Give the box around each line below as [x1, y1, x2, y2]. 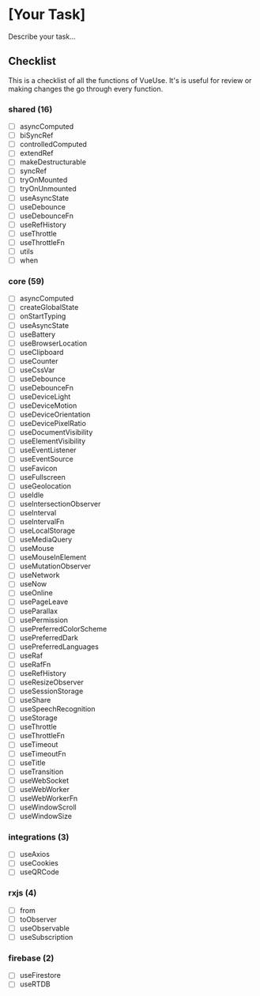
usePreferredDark [19, 632, 79, 642]
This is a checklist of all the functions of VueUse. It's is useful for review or [8, 75, 252, 85]
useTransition [19, 767, 64, 776]
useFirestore [19, 971, 61, 980]
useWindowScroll [19, 802, 77, 812]
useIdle [19, 490, 44, 500]
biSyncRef [19, 130, 54, 140]
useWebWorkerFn [19, 793, 78, 803]
